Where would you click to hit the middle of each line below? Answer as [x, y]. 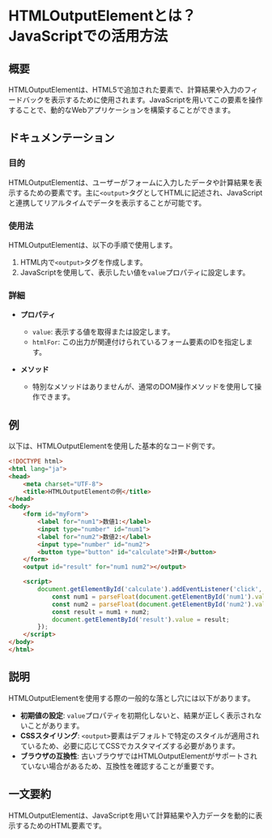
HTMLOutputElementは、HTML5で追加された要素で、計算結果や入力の [126, 90]
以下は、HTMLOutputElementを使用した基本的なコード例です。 [114, 446]
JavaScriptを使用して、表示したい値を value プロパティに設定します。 [135, 272]
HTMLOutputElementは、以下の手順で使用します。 [93, 244]
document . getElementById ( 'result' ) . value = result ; [140, 620]
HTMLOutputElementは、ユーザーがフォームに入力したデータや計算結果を [132, 182]
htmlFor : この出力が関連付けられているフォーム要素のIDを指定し [139, 342]
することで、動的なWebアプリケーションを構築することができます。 [122, 110]
